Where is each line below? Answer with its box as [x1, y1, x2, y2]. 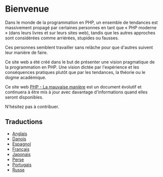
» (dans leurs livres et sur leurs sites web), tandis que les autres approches [5, 30, 156, 35]
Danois [12, 136, 27, 142]
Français [12, 146, 30, 152]
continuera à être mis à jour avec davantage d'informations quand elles [5, 89, 148, 95]
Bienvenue [5, 3, 50, 15]
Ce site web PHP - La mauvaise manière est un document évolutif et [5, 84, 142, 89]
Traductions [5, 118, 43, 126]
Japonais [12, 151, 31, 157]
